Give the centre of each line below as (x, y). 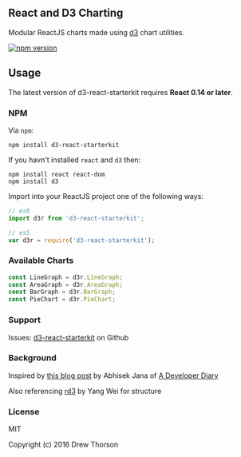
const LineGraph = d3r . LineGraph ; (66, 277)
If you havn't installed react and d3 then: (75, 160)
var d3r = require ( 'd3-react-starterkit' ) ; (82, 240)
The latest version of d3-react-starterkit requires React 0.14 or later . (120, 92)
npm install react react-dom (57, 174)
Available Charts (41, 260)
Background (33, 358)
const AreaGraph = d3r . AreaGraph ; (66, 284)
